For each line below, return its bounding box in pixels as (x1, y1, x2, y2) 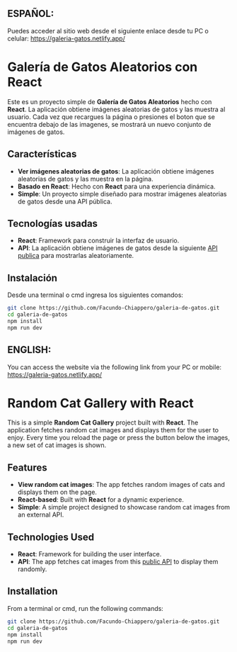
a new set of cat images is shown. (7, 441, 107, 449)
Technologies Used (7, 531, 94, 543)
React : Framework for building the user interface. (17, 550, 162, 558)
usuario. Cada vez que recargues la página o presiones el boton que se (7, 112, 216, 121)
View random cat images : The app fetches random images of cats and (17, 480, 225, 489)
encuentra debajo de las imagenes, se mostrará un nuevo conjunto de (7, 120, 212, 128)
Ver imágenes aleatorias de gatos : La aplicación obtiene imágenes (17, 167, 214, 175)
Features (7, 461, 47, 473)
